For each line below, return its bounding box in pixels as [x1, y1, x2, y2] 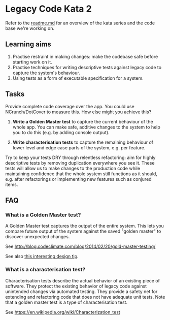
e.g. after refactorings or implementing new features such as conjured [5, 176, 152, 182]
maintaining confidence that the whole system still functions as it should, [5, 171, 157, 177]
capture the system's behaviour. [12, 70, 80, 76]
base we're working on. [5, 25, 55, 31]
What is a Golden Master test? [5, 211, 81, 218]
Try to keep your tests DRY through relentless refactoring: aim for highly [5, 154, 156, 161]
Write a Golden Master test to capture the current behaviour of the [12, 118, 153, 124]
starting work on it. [12, 59, 52, 65]
